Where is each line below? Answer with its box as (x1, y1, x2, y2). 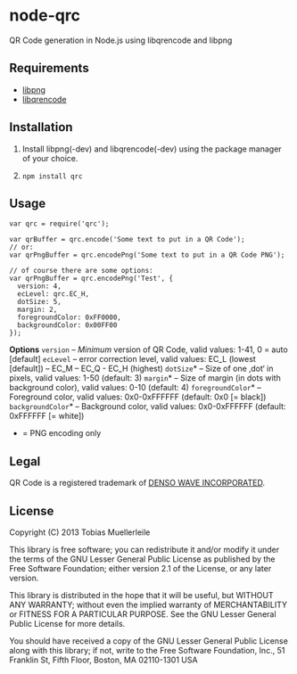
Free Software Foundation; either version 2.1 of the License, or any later (9, 563, 272, 573)
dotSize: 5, (17, 298, 62, 307)
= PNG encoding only (21, 428, 102, 439)
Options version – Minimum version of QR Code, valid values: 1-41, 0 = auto (9, 344, 288, 355)
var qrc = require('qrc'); (9, 219, 110, 228)
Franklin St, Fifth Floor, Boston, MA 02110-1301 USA (9, 654, 198, 665)
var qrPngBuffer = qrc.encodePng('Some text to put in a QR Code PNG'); (9, 251, 285, 259)
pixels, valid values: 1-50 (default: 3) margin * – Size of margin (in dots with (9, 373, 281, 383)
